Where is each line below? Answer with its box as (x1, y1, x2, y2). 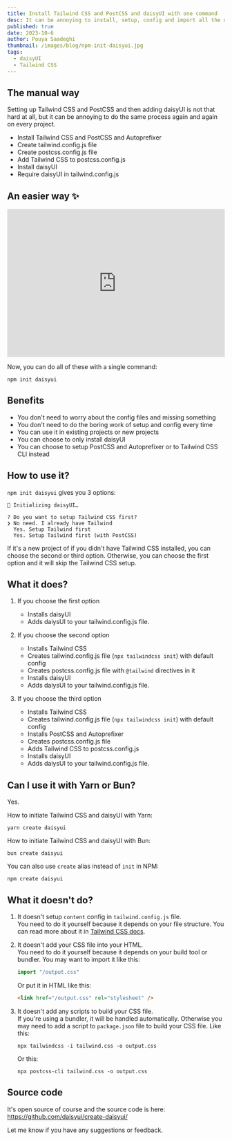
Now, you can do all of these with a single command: (7, 362, 157, 370)
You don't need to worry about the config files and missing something (17, 413, 216, 422)
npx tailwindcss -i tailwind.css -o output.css (17, 1042, 157, 1049)
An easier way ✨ (7, 190, 79, 202)
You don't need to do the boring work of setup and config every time (17, 420, 213, 428)
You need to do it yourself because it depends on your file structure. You (17, 920, 224, 928)
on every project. (7, 120, 56, 129)
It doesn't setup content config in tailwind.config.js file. (17, 913, 182, 921)
